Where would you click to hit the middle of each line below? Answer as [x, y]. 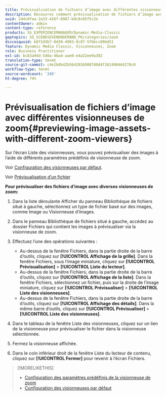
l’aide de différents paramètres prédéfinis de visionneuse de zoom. [73, 158]
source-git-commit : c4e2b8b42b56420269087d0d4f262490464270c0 [70, 65]
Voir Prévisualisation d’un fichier [38, 177]
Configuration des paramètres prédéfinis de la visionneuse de [87, 377]
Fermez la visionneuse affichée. [45, 343]
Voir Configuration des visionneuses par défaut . [54, 167]
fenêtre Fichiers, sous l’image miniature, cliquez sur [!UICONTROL [87, 261]
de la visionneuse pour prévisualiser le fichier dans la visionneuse [79, 328]
